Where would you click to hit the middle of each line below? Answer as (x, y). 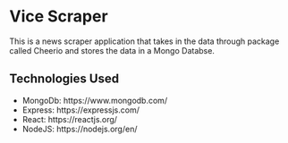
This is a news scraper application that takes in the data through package (144, 41)
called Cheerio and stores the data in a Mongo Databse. (112, 50)
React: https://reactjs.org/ (70, 119)
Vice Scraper (59, 17)
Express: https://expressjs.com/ (81, 110)
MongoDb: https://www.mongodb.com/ (95, 100)
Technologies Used (64, 79)
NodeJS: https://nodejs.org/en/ (80, 129)
